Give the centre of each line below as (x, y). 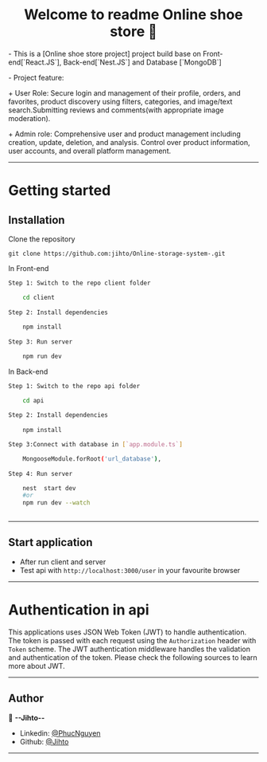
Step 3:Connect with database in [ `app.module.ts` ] (95, 445)
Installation (37, 220)
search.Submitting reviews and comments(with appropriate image (116, 110)
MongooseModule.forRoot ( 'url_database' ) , (92, 459)
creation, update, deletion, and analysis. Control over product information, (129, 142)
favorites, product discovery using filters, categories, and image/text (120, 101)
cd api (33, 400)
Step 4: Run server (41, 473)
